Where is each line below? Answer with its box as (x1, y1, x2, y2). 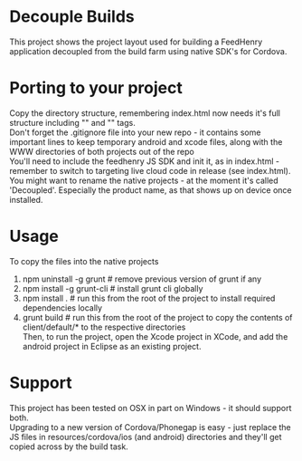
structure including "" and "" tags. (9, 117, 136, 128)
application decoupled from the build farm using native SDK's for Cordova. (9, 45, 288, 56)
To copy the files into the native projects (9, 255, 159, 266)
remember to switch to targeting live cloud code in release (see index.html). (9, 165, 291, 176)
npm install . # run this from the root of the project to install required (22, 293, 276, 303)
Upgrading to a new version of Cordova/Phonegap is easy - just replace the (9, 421, 291, 432)
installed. (9, 194, 43, 205)
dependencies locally (22, 302, 102, 313)
